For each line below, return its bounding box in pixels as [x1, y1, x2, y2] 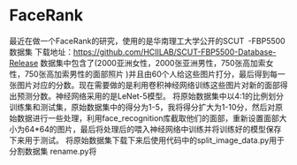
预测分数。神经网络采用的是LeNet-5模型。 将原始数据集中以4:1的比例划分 [16, 90, 285, 101]
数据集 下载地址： [9, 46, 73, 57]
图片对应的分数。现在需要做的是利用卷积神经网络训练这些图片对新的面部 [16, 79, 280, 90]
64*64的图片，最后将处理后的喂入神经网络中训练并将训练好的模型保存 [24, 124, 282, 134]
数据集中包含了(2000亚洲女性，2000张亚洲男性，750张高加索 [40, 57, 267, 68]
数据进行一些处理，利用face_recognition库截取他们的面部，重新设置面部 [16, 112, 280, 124]
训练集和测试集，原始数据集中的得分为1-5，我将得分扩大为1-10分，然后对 [9, 101, 276, 112]
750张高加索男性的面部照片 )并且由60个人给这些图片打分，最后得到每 [24, 68, 278, 79]
